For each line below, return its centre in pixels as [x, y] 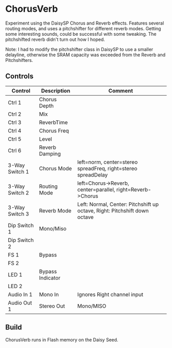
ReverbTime [53, 122]
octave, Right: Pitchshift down [113, 210]
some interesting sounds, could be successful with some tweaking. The [81, 34]
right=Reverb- [134, 189]
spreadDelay [92, 175]
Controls [19, 77]
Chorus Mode [56, 168]
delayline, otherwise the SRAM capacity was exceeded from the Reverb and [85, 55]
